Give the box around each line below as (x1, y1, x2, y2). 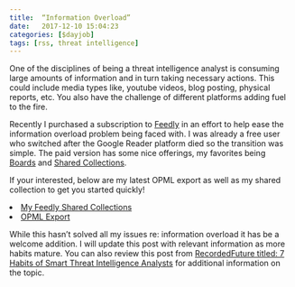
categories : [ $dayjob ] (9, 30, 95, 39)
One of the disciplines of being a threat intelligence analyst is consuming (9, 63, 280, 74)
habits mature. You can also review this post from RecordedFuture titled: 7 (9, 248, 285, 259)
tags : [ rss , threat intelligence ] (9, 38, 140, 48)
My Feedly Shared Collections (21, 202, 133, 213)
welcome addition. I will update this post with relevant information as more (9, 238, 286, 249)
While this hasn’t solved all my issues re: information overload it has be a (9, 229, 280, 240)
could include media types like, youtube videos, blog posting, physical (9, 82, 271, 93)
